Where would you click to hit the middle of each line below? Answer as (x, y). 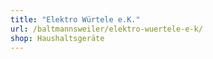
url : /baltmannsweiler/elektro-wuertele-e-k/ (106, 29)
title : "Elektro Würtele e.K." (75, 19)
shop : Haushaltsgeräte (57, 38)
